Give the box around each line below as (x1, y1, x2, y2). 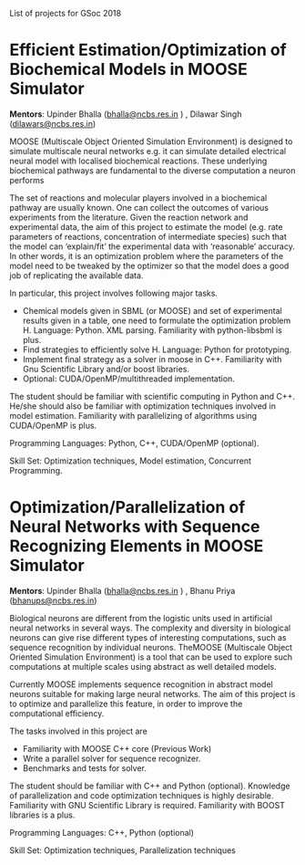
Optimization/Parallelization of (9, 497, 246, 518)
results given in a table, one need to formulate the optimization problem (22, 315, 291, 326)
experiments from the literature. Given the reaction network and (9, 212, 249, 223)
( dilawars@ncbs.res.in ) (9, 118, 97, 129)
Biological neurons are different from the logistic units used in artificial (9, 612, 273, 623)
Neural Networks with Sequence (9, 516, 260, 537)
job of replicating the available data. (9, 269, 144, 281)
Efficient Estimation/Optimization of (9, 40, 287, 60)
